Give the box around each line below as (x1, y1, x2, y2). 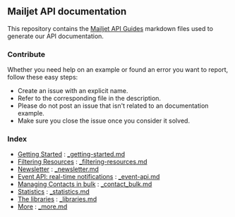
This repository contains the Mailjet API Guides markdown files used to (7, 24, 214, 32)
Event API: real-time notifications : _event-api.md (17, 173, 160, 181)
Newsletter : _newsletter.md (17, 165, 99, 173)
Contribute (7, 49, 46, 59)
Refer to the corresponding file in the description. (17, 94, 161, 103)
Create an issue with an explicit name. (17, 87, 128, 95)
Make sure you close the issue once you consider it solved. (17, 116, 191, 125)
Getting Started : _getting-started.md (17, 150, 126, 159)
